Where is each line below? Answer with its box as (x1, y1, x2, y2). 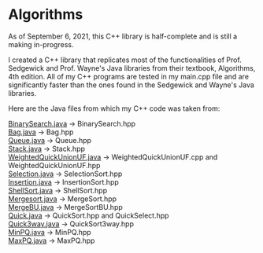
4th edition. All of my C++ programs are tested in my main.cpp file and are (8, 71, 250, 81)
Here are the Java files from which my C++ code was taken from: (8, 104, 220, 113)
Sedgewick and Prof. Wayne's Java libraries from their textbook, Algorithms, (8, 63, 256, 72)
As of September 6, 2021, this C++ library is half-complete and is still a (8, 31, 238, 41)
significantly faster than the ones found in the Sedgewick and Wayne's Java (8, 80, 254, 90)
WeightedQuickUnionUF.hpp (8, 160, 101, 170)
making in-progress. (8, 39, 74, 49)
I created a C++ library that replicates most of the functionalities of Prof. (8, 55, 242, 64)
